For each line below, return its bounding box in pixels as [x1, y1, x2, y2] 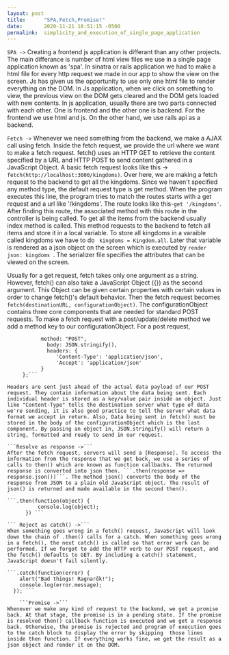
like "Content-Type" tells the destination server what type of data [7, 402, 210, 409]
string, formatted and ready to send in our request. [7, 431, 164, 439]
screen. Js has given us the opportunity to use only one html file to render [7, 77, 215, 86]
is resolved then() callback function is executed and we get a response [7, 618, 222, 625]
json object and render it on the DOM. [7, 642, 121, 649]
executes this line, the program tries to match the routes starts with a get [7, 193, 212, 201]
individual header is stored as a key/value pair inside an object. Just [7, 396, 222, 403]
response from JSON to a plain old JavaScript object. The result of [7, 479, 210, 487]
